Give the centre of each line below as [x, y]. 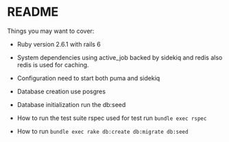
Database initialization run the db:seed [71, 104]
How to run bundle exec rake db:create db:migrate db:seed [103, 131]
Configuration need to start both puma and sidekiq [88, 78]
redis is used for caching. [53, 64]
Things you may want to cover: [51, 31]
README [33, 12]
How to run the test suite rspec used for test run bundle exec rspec [112, 118]
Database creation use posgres [61, 91]
